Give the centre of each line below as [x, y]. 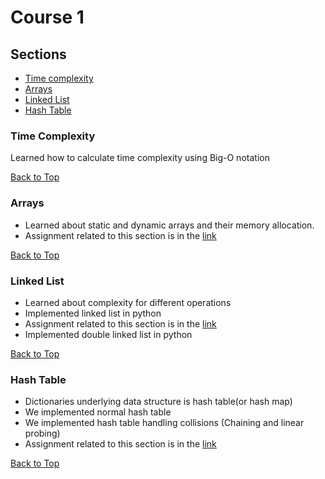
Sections [38, 54]
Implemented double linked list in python [108, 334]
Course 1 [47, 17]
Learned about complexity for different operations [128, 302]
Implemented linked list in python [93, 313]
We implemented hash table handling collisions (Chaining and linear [164, 423]
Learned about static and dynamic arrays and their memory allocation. [169, 225]
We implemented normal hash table [98, 412]
